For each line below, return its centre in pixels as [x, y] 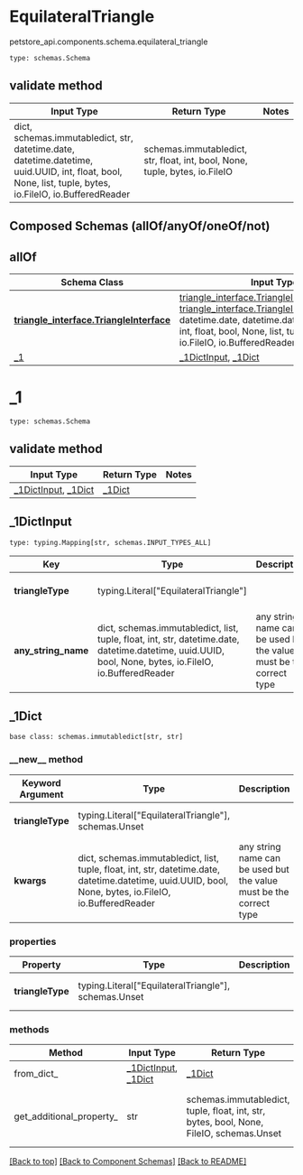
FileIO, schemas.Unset [234, 1133]
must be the [264, 892]
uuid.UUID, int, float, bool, [68, 171]
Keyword [41, 782]
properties [33, 941]
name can [260, 857]
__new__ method [46, 760]
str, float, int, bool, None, [196, 160]
